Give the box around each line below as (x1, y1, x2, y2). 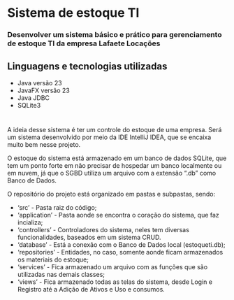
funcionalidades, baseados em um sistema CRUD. (17, 233, 162, 242)
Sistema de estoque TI (7, 5, 140, 21)
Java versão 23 (17, 78, 62, 87)
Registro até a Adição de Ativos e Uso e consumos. (17, 285, 166, 294)
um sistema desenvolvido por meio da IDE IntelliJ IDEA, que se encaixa (7, 133, 212, 141)
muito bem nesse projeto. (7, 141, 81, 149)
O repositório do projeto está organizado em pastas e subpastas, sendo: (7, 190, 215, 199)
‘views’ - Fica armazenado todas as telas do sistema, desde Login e (17, 278, 213, 286)
